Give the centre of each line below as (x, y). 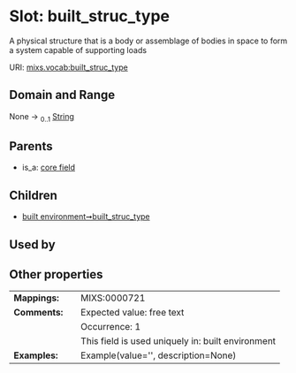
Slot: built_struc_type (90, 16)
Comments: (38, 313)
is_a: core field (49, 167)
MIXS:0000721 (113, 298)
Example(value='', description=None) (159, 355)
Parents (31, 146)
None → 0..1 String (42, 117)
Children (33, 195)
